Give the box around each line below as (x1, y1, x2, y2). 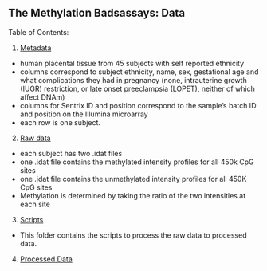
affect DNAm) (19, 92, 65, 102)
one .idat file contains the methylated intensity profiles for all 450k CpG (19, 157, 254, 167)
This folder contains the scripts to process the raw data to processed (19, 230, 247, 240)
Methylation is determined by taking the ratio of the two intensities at (19, 190, 246, 200)
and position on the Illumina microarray (19, 109, 149, 119)
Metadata (19, 43, 52, 53)
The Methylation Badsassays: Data (8, 6, 186, 20)
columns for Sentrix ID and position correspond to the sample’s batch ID (19, 100, 257, 110)
